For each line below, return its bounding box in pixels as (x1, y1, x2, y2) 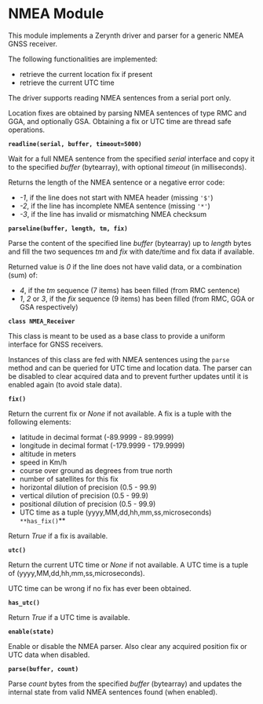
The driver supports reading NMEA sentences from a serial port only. (8, 93, 232, 102)
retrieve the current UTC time (19, 78, 115, 87)
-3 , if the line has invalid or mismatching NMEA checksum (19, 209, 207, 218)
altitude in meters (19, 449, 77, 458)
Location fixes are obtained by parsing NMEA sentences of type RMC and (8, 108, 247, 118)
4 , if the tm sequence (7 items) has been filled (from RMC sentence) (19, 285, 240, 295)
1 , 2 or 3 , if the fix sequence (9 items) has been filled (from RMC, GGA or (19, 294, 255, 303)
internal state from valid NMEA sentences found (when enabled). (8, 687, 218, 696)
